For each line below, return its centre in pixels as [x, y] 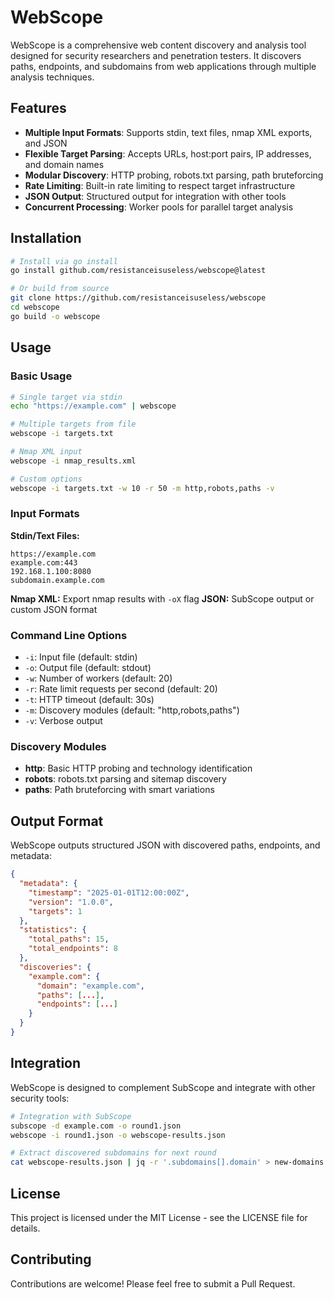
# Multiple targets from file [73, 424]
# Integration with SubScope [71, 1116]
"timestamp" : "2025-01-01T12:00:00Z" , [109, 892]
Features [38, 108]
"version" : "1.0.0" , [71, 902]
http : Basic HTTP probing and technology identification [138, 768]
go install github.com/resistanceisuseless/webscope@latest [138, 271]
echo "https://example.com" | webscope [93, 406]
